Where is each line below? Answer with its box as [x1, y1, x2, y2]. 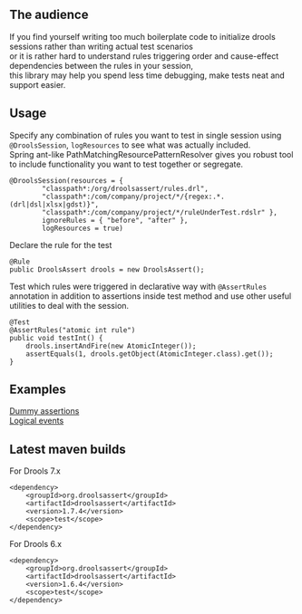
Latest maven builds [9, 441, 126, 456]
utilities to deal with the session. [9, 300, 130, 311]
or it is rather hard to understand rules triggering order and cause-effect [9, 50, 279, 62]
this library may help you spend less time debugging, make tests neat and [9, 70, 286, 81]
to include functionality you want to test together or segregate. [9, 158, 243, 169]
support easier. [9, 79, 66, 90]
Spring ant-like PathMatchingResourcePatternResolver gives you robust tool [9, 149, 294, 159]
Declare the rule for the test [9, 239, 112, 250]
